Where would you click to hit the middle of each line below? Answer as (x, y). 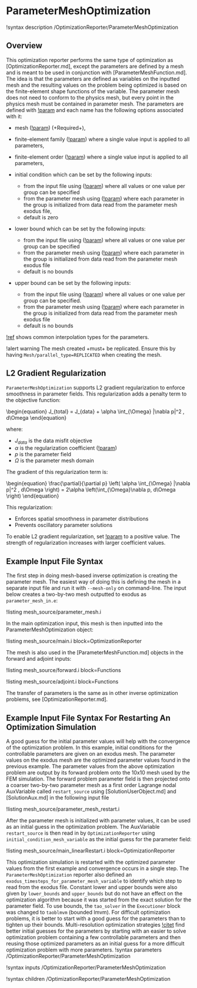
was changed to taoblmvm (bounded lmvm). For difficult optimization (88, 912)
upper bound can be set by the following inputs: (73, 283)
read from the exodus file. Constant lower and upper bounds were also (92, 887)
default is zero (41, 217)
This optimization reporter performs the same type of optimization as (90, 60)
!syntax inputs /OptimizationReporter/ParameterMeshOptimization (86, 967)
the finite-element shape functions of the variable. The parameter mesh (93, 91)
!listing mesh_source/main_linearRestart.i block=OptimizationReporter (91, 851)
